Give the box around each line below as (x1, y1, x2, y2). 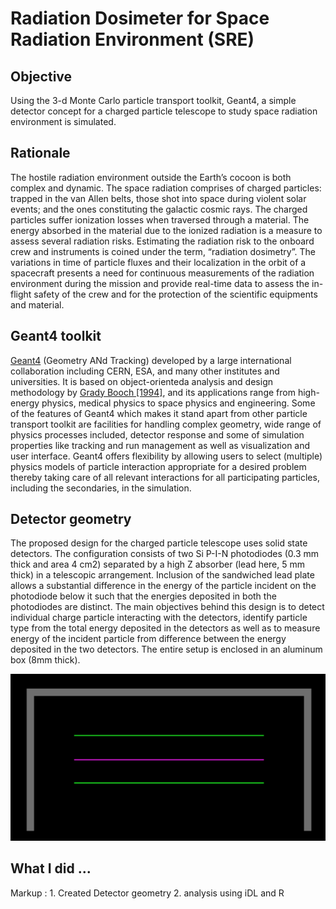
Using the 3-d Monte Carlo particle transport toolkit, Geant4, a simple (10, 95, 297, 106)
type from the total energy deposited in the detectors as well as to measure (10, 622, 321, 634)
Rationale (10, 145, 71, 162)
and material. (10, 298, 65, 311)
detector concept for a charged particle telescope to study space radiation (10, 105, 318, 117)
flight (10, 288, 32, 300)
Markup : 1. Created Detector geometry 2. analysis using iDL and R (10, 887, 285, 899)
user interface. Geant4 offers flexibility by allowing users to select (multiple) (10, 450, 323, 462)
